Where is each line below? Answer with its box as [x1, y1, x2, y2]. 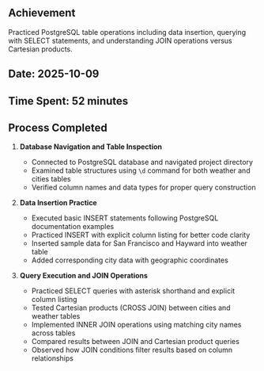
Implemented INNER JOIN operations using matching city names [31, 320, 242, 330]
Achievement [8, 6, 76, 20]
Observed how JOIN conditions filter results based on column [31, 345, 233, 355]
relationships [31, 354, 74, 363]
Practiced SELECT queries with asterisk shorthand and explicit [31, 286, 236, 296]
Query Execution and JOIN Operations [19, 271, 149, 281]
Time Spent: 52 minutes [8, 94, 129, 108]
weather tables [31, 312, 81, 321]
